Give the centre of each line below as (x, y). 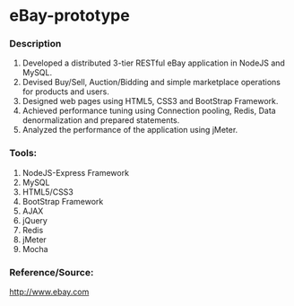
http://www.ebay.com (49, 292)
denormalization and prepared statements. (101, 120)
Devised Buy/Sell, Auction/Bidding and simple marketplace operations (151, 83)
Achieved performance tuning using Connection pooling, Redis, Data (149, 111)
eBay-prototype (69, 16)
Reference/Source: (52, 272)
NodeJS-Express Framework (76, 172)
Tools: (23, 153)
